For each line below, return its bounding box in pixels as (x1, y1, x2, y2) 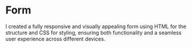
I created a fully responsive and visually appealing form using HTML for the (5, 23, 187, 30)
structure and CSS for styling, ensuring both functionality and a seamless (5, 29, 182, 36)
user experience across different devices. (5, 35, 106, 42)
